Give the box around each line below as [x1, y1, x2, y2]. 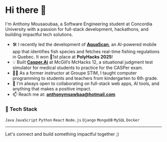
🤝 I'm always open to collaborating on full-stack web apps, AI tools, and [12, 80, 160, 86]
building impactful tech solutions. [5, 31, 73, 37]
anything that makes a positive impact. [12, 85, 92, 91]
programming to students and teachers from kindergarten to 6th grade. [12, 75, 158, 81]
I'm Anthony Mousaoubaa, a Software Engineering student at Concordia [5, 21, 153, 27]
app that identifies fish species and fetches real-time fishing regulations [12, 48, 160, 54]
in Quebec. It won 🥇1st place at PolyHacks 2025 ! [12, 54, 113, 60]
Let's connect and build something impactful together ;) [5, 131, 119, 137]
